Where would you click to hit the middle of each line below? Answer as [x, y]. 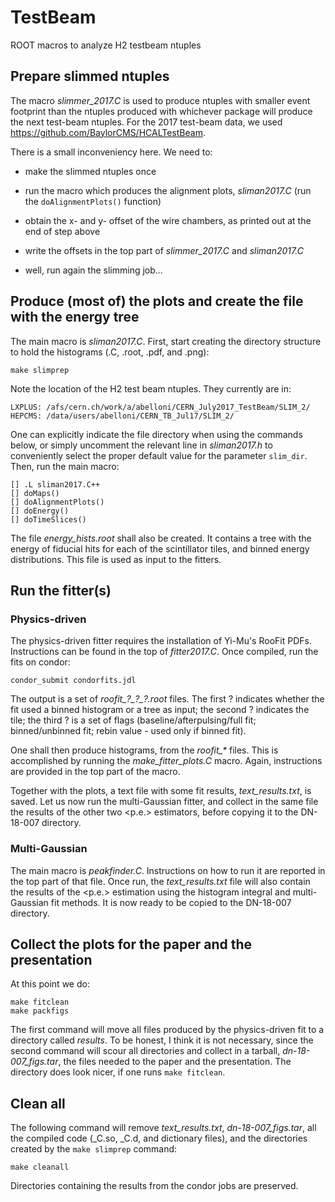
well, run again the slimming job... [93, 270]
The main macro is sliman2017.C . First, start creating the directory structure [166, 341]
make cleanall [40, 1167]
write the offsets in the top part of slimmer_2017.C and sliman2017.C [164, 250]
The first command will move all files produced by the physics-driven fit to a [167, 1030]
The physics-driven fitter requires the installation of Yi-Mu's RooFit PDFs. [161, 641]
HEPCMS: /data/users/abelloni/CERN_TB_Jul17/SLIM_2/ [122, 416]
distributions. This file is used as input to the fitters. [116, 559]
